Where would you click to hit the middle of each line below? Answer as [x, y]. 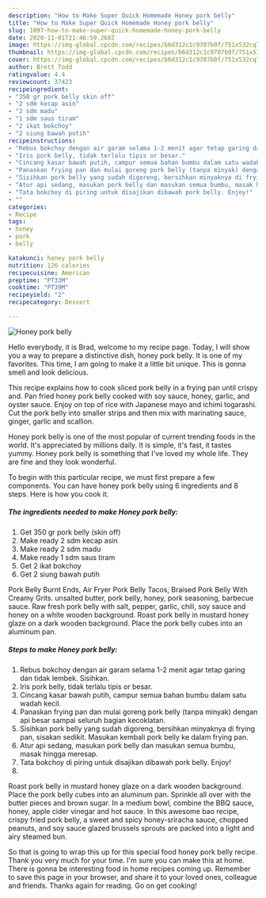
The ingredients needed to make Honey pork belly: [93, 512]
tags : [17, 222]
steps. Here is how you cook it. [59, 494]
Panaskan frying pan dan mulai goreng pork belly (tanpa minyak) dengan [139, 712]
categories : [28, 207]
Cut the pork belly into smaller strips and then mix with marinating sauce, [127, 413]
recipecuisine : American [49, 273]
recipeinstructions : [42, 141]
